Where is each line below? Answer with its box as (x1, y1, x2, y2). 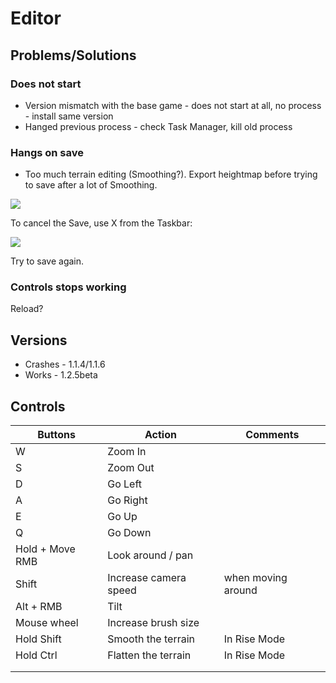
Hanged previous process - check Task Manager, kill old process (24, 120, 293, 132)
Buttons (37, 428, 76, 442)
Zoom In (107, 445, 147, 459)
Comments (245, 428, 300, 442)
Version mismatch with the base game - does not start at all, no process (24, 99, 322, 111)
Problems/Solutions (10, 47, 137, 64)
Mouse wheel (15, 616, 79, 630)
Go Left (107, 477, 142, 491)
